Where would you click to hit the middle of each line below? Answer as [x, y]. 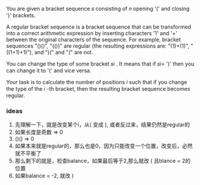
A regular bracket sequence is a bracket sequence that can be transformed [99, 27]
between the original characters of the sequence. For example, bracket [93, 39]
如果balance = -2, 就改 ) [44, 176]
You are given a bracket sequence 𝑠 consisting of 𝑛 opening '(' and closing [98, 9]
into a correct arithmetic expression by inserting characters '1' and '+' [92, 33]
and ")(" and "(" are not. [64, 52]
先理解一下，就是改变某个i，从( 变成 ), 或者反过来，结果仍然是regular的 [102, 125]
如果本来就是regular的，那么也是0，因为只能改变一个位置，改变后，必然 [104, 146]
